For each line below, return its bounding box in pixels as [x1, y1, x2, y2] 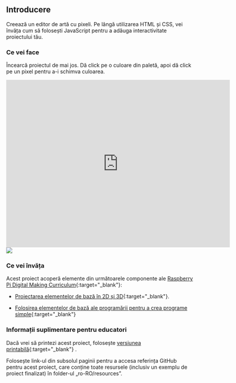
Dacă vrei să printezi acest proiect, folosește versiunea [6, 339, 141, 346]
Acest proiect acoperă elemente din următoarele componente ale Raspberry [6, 275, 193, 282]
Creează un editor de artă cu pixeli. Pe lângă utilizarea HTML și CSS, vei [6, 20, 183, 27]
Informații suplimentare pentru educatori [6, 326, 127, 334]
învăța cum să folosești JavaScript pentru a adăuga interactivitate [6, 27, 167, 34]
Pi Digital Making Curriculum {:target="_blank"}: [6, 281, 122, 288]
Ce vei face [6, 48, 40, 56]
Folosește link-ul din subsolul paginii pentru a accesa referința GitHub [6, 357, 177, 364]
